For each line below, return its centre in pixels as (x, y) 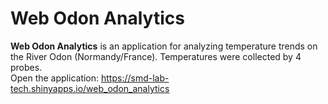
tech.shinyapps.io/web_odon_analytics (90, 88)
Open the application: (55, 78)
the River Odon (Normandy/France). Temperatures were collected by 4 (156, 56)
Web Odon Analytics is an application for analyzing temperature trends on (164, 46)
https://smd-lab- (135, 78)
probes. (26, 67)
